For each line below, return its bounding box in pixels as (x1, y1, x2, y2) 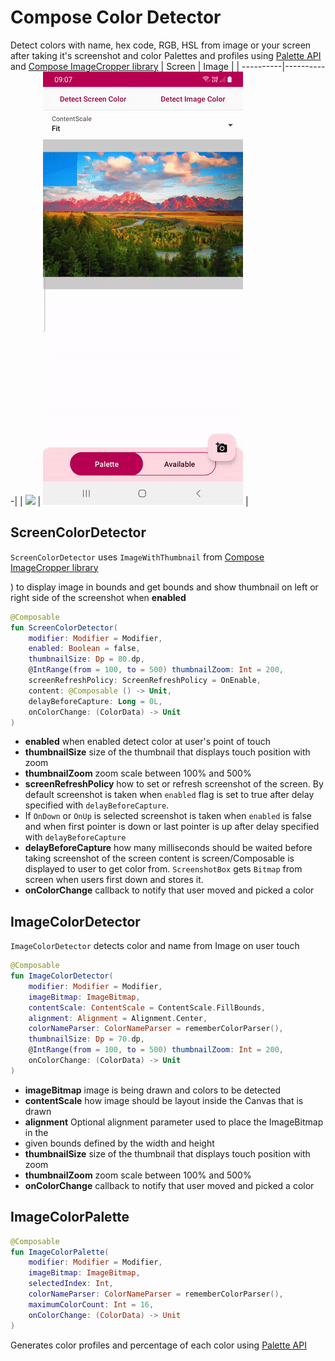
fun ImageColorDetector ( (10, 971, 114, 981)
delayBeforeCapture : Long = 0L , (28, 696, 163, 706)
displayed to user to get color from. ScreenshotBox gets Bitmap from (24, 863, 303, 875)
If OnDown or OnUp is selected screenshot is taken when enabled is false (24, 810, 312, 822)
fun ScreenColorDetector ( (10, 622, 118, 633)
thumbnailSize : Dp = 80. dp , (28, 654, 145, 665)
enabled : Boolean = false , (28, 644, 141, 654)
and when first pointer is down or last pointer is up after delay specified (24, 821, 320, 833)
